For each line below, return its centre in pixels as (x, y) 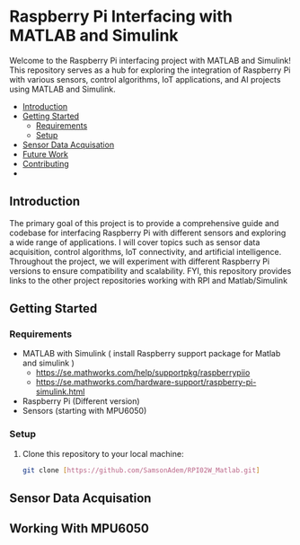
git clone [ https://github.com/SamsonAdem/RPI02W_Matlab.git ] (141, 470)
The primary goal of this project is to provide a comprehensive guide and (144, 223)
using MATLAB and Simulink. (63, 89)
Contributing (45, 163)
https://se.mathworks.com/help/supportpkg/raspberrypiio (143, 373)
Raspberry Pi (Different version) (81, 401)
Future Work (45, 154)
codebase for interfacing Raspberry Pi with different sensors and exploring (148, 233)
